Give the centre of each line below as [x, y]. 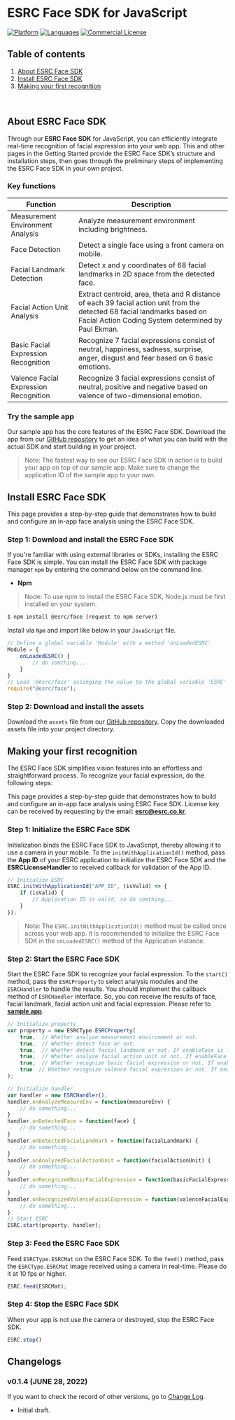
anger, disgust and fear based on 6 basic [145, 358]
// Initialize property [42, 1024]
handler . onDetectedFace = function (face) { [72, 1121]
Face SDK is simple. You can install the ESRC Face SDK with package [107, 562]
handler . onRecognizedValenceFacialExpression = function [92, 1199]
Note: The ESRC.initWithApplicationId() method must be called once [125, 926]
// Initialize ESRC [36, 880]
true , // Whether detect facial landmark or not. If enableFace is [122, 1050]
